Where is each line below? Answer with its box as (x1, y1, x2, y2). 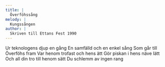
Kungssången (10, 21, 36, 27)
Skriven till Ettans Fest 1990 (10, 31, 77, 36)
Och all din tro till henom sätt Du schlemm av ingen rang (5, 56, 124, 61)
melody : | (5, 17, 27, 22)
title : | (5, 7, 24, 13)
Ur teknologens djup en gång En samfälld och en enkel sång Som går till (5, 45, 157, 51)
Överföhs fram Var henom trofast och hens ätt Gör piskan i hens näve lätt (5, 50, 160, 56)
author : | (5, 26, 27, 31)
